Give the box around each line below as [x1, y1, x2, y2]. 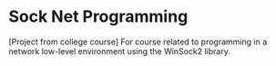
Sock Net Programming [8, 6, 189, 27]
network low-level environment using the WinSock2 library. [8, 45, 231, 56]
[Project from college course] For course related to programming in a [8, 36, 268, 47]
